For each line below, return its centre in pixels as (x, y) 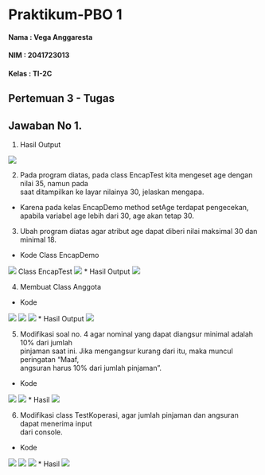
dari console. (41, 432)
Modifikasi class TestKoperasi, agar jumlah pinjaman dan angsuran (129, 415)
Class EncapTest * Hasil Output (74, 271)
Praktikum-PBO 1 (65, 15)
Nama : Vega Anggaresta (51, 37)
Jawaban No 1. (45, 125)
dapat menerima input (56, 424)
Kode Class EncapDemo (59, 255)
